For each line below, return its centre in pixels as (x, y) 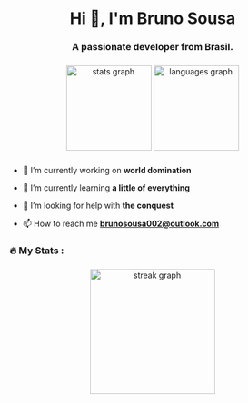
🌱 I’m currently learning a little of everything (106, 187)
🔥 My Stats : (37, 251)
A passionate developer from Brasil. (153, 47)
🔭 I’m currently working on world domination (107, 170)
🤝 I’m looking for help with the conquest (98, 205)
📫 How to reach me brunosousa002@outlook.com (121, 223)
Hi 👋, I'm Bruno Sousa (153, 19)
